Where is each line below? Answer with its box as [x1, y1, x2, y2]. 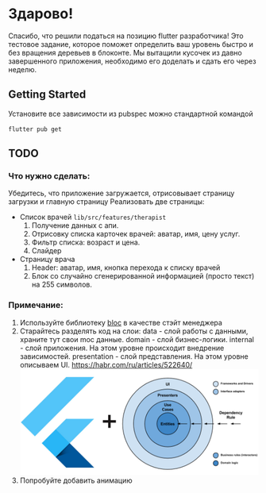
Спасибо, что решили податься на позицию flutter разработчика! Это [8, 31, 244, 40]
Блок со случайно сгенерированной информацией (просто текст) [31, 272, 255, 281]
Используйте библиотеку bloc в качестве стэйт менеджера [19, 318, 222, 327]
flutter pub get [8, 125, 62, 133]
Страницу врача [19, 255, 75, 264]
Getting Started [8, 88, 87, 102]
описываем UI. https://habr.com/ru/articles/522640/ [19, 360, 193, 369]
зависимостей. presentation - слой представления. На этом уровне [19, 351, 249, 361]
